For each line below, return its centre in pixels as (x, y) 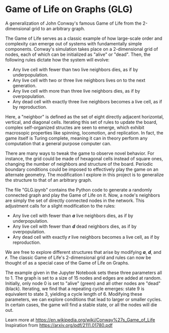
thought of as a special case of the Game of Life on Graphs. (67, 262)
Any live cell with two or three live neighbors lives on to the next (79, 80)
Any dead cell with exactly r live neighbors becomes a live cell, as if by (86, 237)
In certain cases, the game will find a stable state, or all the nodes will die (81, 305)
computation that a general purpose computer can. (58, 143)
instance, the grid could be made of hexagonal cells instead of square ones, (84, 158)
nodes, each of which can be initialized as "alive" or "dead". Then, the (78, 54)
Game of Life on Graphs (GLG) (69, 9)
